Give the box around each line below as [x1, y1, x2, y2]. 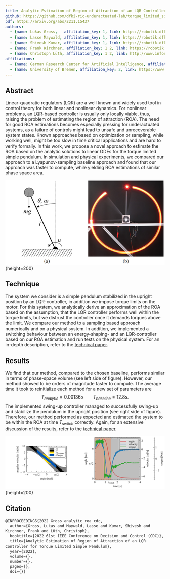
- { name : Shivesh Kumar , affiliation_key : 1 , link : [10, 41, 121, 46]
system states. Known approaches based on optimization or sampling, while [5, 132, 164, 138]
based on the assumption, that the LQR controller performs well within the [5, 309, 159, 315]
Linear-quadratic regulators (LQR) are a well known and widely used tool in [5, 100, 161, 106]
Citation [5, 504, 31, 513]
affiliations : [5, 56, 35, 61]
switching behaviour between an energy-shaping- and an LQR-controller [5, 331, 157, 337]
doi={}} [10, 569, 26, 574]
